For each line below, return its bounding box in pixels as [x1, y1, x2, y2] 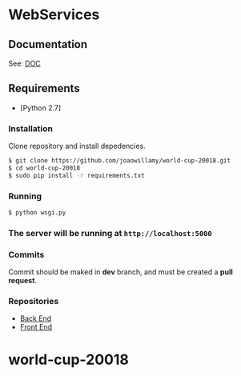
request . [8, 276, 38, 286]
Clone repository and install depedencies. [8, 142, 146, 151]
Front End [19, 322, 53, 332]
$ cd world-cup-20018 [8, 164, 81, 172]
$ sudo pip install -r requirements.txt [8, 171, 146, 179]
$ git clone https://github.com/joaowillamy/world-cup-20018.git [8, 157, 231, 165]
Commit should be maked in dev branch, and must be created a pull [8, 267, 234, 277]
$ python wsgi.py [8, 209, 66, 217]
